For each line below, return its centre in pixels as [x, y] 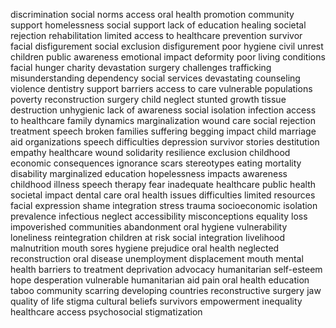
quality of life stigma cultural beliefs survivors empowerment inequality [156, 301]
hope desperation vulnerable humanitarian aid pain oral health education [160, 280]
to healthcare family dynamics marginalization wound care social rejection [163, 120]
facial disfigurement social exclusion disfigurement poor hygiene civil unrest [167, 46]
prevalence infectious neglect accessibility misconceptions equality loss [159, 216]
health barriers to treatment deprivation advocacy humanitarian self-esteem [166, 269]
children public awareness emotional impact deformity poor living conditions [168, 57]
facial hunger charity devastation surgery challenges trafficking [141, 67]
